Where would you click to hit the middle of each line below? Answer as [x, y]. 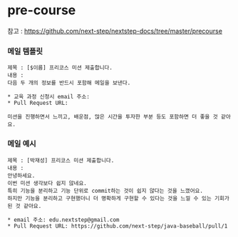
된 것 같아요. [25, 206]
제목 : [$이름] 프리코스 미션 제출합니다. [60, 68]
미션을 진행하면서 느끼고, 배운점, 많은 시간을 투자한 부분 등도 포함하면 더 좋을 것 [113, 117]
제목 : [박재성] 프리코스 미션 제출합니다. [61, 160]
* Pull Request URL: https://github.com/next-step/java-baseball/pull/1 [118, 226]
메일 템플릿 [25, 51]
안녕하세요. [21, 176]
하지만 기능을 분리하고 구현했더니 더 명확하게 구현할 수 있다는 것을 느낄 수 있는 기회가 [118, 198]
